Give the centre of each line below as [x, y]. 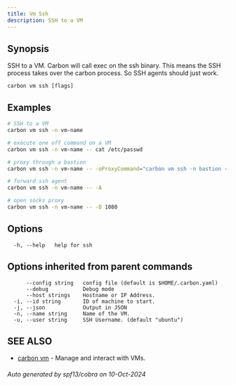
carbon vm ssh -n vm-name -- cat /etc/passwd [75, 149]
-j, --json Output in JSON [71, 307]
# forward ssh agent [38, 181]
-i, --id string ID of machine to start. [85, 301]
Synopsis [28, 49]
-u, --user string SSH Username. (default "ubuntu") [99, 320]
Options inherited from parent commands [100, 267]
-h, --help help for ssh [53, 245]
